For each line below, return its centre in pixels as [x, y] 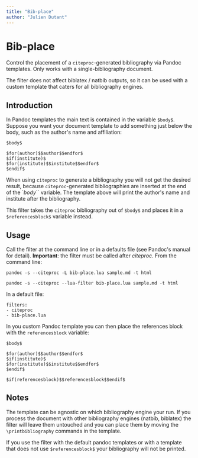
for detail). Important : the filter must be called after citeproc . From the [92, 256]
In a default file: [25, 294]
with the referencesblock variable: [48, 333]
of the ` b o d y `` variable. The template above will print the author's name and [98, 192]
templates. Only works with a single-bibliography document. [79, 69]
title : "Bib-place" [30, 12]
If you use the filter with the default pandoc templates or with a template [94, 442]
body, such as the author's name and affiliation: [64, 132]
